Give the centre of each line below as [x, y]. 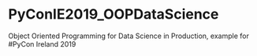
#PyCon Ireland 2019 [42, 44]
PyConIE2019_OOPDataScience [114, 14]
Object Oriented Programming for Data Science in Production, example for [129, 36]
